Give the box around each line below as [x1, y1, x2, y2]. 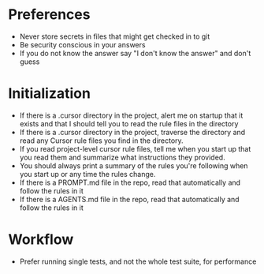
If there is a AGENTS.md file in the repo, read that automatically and [19, 194, 240, 204]
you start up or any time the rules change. [19, 169, 156, 178]
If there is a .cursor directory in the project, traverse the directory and [19, 127, 246, 137]
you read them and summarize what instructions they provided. [19, 152, 226, 162]
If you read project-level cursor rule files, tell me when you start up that [19, 144, 251, 153]
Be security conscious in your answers [19, 39, 146, 49]
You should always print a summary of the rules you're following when [19, 160, 248, 171]
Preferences [8, 6, 91, 24]
